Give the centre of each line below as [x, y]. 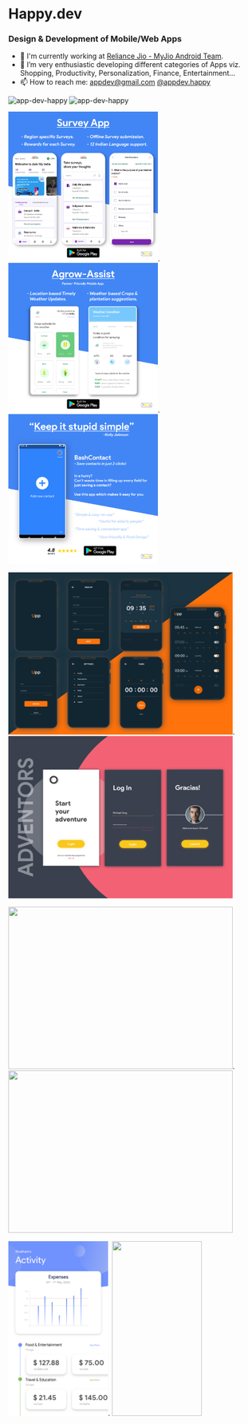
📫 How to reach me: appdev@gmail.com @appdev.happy [115, 82]
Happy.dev [45, 14]
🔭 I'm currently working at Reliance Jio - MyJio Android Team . [122, 56]
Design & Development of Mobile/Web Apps [95, 39]
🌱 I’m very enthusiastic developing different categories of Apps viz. [130, 65]
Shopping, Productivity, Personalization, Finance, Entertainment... [128, 73]
